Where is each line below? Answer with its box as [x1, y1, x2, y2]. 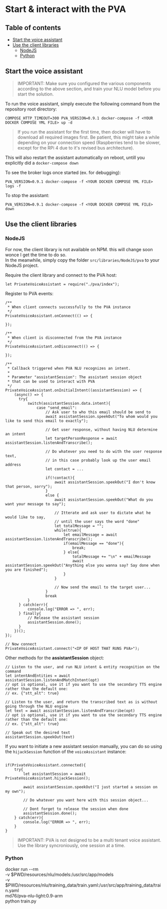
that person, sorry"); [5, 484, 52, 489]
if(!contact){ [45, 475, 75, 480]
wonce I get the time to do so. [5, 252, 66, 258]
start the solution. [17, 91, 54, 97]
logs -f [5, 184, 21, 189]
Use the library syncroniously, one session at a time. [17, 842, 125, 848]
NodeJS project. [5, 262, 39, 268]
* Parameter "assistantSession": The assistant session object [7, 374, 142, 380]
